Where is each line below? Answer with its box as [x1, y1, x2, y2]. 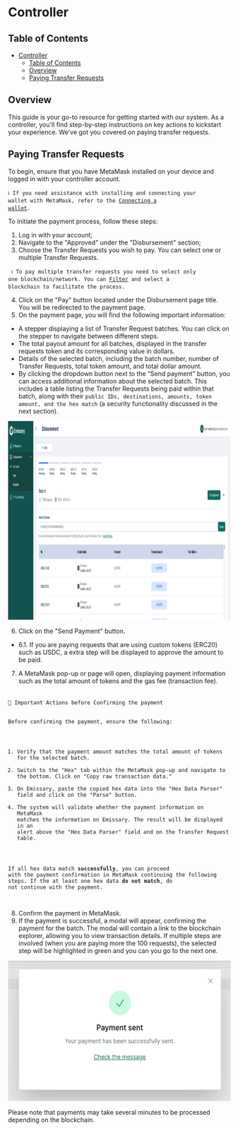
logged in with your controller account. [8, 174, 121, 183]
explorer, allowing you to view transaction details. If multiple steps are [18, 931, 222, 940]
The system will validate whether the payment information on [17, 804, 204, 811]
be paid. [18, 655, 43, 664]
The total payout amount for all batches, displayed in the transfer [18, 339, 207, 348]
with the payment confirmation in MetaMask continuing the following [8, 872, 218, 879]
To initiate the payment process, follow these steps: [8, 217, 158, 225]
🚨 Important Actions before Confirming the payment [8, 699, 163, 706]
